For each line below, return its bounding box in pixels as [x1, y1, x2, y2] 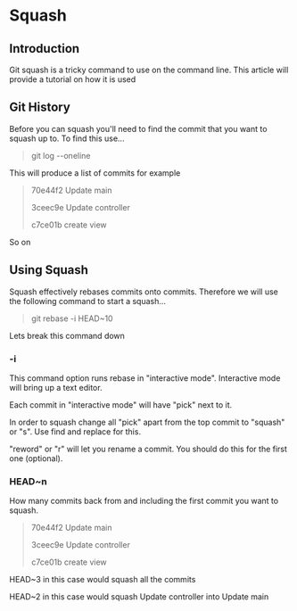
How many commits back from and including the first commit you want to [9, 496, 279, 507]
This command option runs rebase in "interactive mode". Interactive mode [9, 372, 281, 384]
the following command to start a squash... [9, 295, 167, 306]
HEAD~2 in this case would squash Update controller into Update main [9, 591, 269, 602]
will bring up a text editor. [9, 382, 103, 392]
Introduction [9, 41, 80, 56]
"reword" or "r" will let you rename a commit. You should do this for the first [9, 443, 288, 454]
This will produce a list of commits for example [9, 167, 181, 178]
